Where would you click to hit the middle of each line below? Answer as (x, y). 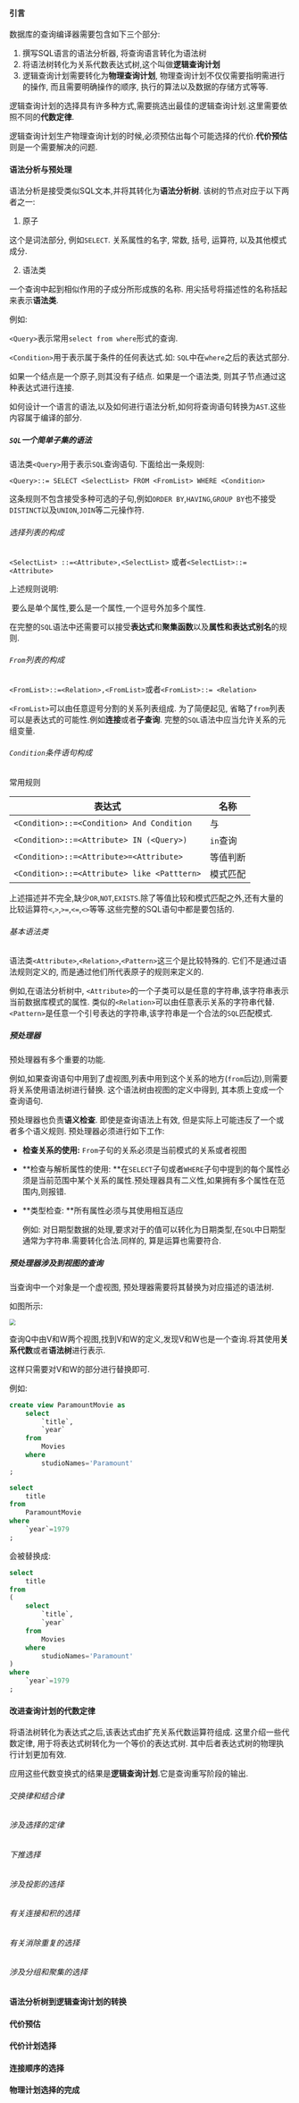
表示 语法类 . (38, 301)
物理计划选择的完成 (45, 2090)
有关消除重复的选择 (45, 1942)
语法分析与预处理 (41, 169)
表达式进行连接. (46, 387)
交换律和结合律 (37, 1795)
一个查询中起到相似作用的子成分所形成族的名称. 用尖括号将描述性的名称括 (144, 289)
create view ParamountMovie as (67, 1405)
